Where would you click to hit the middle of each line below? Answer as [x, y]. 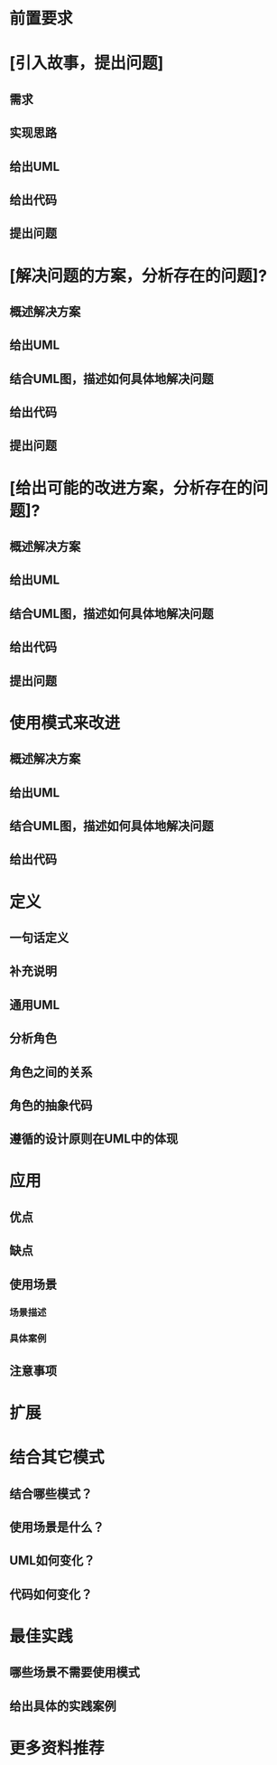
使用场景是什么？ [57, 1527]
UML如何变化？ [52, 1560]
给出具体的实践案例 [63, 1706]
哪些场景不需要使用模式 [74, 1672]
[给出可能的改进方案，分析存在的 [131, 488]
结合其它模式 [57, 1457]
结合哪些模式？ [51, 1494]
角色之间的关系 [51, 1072]
